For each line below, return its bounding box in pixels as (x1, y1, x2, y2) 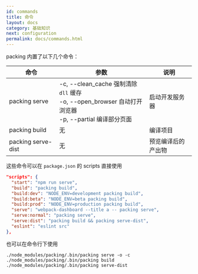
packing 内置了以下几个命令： (6, 53, 79, 60)
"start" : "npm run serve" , (11, 179, 78, 186)
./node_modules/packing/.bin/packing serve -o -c (6, 252, 131, 258)
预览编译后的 (149, 137, 185, 145)
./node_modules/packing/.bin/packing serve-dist (6, 262, 128, 268)
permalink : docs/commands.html (6, 36, 83, 42)
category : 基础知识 (6, 25, 51, 31)
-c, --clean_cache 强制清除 (59, 80, 137, 88)
